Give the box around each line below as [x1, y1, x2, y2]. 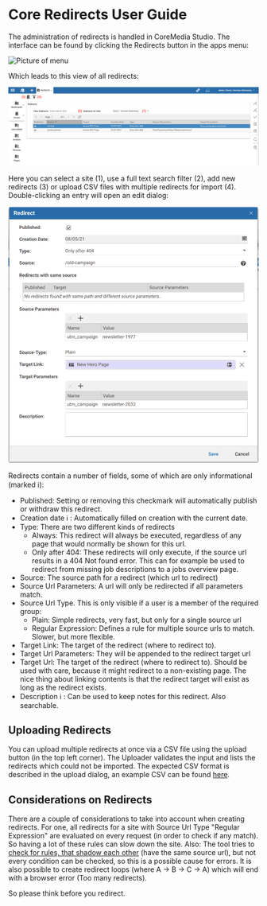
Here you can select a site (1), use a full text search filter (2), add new [8, 173, 236, 183]
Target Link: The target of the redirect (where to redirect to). [19, 640, 217, 650]
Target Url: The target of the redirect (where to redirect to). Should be [19, 657, 248, 667]
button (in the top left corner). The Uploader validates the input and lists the [8, 753, 256, 763]
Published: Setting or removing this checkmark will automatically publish [19, 496, 257, 505]
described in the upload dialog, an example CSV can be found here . [8, 770, 230, 780]
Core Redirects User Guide [8, 6, 188, 24]
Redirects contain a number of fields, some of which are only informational [8, 471, 253, 480]
